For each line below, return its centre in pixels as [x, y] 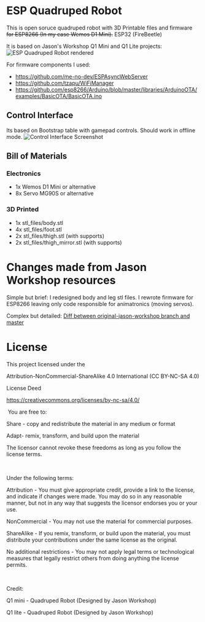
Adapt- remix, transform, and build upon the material [73, 435]
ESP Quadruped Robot [64, 11]
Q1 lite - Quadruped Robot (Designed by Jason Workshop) [80, 612]
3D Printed [23, 210]
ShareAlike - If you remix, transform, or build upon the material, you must [99, 533]
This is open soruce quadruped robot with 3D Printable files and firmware [99, 28]
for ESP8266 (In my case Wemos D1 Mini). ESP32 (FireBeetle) [84, 34]
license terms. [24, 454]
